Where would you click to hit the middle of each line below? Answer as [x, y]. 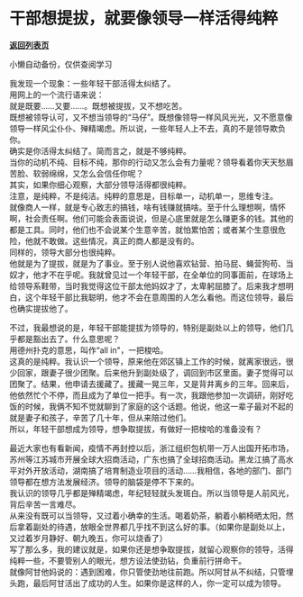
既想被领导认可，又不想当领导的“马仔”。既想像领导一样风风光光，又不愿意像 [151, 117]
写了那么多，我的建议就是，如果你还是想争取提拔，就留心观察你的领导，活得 [151, 549]
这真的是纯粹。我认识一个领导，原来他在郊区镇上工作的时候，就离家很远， [147, 361]
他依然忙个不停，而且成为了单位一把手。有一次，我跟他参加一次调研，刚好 [147, 395]
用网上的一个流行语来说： [57, 95]
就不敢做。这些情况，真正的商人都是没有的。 [116, 240]
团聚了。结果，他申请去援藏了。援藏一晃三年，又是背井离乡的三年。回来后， [151, 384]
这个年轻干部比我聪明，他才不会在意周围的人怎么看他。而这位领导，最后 [159, 297]
